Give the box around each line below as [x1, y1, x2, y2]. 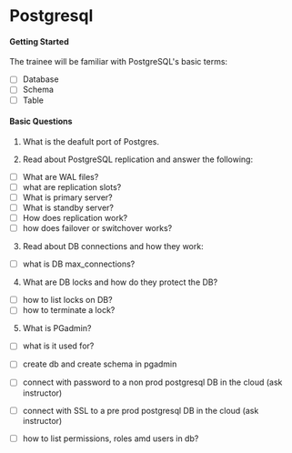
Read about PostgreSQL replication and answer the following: [22, 154, 253, 165]
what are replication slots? [22, 181, 122, 192]
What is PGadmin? [22, 323, 92, 334]
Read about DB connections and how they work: [22, 241, 204, 252]
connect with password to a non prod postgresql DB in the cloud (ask [22, 377, 283, 388]
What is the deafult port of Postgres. [22, 136, 160, 146]
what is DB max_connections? [22, 258, 136, 269]
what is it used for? [22, 340, 95, 351]
